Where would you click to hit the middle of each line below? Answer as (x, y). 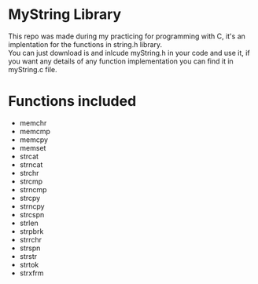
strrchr (30, 239)
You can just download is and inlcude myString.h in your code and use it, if (129, 53)
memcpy (34, 140)
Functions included (72, 102)
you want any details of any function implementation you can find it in (121, 61)
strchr (29, 173)
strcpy (30, 198)
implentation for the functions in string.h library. (85, 44)
